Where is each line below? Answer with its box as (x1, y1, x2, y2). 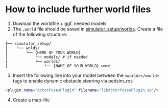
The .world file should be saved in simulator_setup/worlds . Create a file (12, 25, 163, 32)
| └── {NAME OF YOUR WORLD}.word (5, 63, 111, 68)
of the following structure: (12, 31, 67, 37)
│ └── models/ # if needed (5, 55, 88, 60)
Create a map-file (12, 97, 50, 103)
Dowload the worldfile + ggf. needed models (12, 20, 107, 26)
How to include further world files (5, 4, 151, 15)
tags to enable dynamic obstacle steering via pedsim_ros (12, 77, 133, 84)
